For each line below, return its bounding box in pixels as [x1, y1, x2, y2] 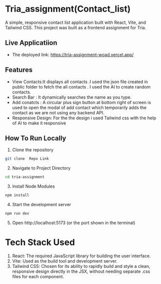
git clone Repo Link [5, 157, 49, 161]
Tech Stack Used [5, 237, 75, 248]
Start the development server [12, 202, 72, 207]
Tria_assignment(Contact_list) [5, 3, 131, 15]
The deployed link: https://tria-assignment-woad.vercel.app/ [12, 52, 134, 57]
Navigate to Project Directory [12, 165, 71, 171]
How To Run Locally [5, 134, 66, 142]
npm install [5, 193, 29, 198]
